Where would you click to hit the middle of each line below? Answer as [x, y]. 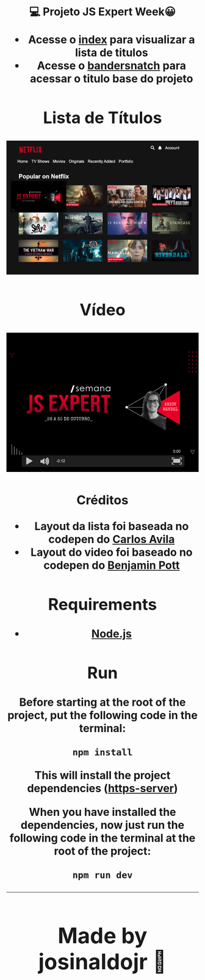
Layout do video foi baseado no [112, 552]
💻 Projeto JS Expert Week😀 [103, 12]
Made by [103, 935]
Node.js [112, 634]
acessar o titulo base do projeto [112, 79]
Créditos [103, 500]
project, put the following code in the [103, 715]
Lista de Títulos [103, 117]
